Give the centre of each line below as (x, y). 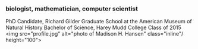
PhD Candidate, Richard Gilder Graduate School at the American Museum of (99, 22)
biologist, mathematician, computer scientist (72, 9)
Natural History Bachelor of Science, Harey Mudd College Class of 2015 (94, 27)
